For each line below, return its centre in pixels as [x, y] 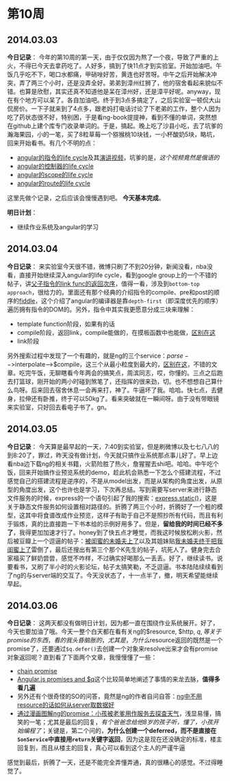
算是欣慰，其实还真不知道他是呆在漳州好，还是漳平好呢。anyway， [120, 91]
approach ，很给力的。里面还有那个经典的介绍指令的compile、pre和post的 [111, 292]
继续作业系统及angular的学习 [58, 227]
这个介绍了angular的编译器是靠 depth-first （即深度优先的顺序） [131, 301]
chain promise [37, 671]
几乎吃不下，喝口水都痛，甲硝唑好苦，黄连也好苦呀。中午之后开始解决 [112, 74]
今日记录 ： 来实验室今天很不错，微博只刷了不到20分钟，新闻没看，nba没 [110, 266]
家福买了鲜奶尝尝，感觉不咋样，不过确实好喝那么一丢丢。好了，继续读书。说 [115, 558]
